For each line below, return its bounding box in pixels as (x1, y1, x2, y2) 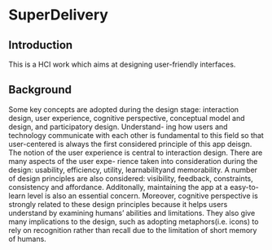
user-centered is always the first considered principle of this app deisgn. (8, 139, 252, 149)
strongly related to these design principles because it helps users (8, 199, 228, 209)
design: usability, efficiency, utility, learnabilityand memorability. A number (8, 165, 258, 175)
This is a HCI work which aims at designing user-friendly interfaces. (8, 59, 236, 69)
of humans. (8, 234, 46, 244)
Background (8, 83, 72, 97)
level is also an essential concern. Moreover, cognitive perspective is (27, 191, 258, 200)
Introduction (8, 38, 73, 52)
